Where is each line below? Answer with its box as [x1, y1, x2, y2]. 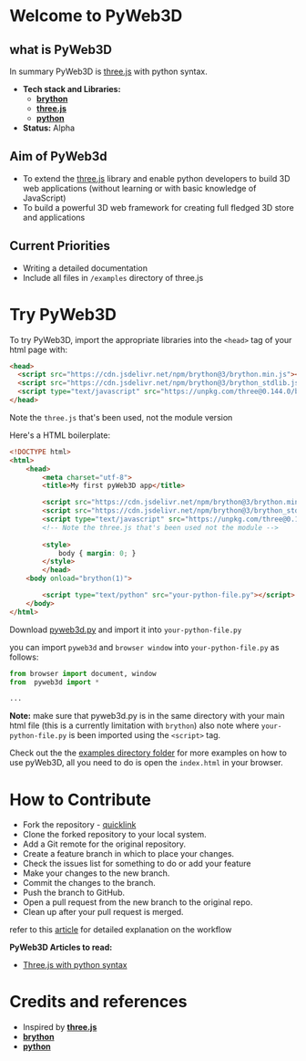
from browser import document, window [9, 669, 157, 678]
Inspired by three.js [22, 1022, 97, 1033]
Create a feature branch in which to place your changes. [22, 848, 235, 859]
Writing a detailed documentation [22, 262, 148, 274]
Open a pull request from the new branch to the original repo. [22, 897, 253, 908]
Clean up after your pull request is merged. [22, 907, 184, 918]
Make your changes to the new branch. [22, 868, 170, 879]
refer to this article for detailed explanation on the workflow [9, 924, 232, 935]
